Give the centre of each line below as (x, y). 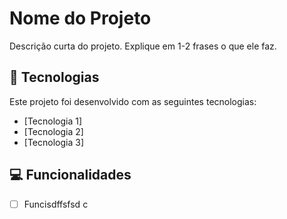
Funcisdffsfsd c (56, 204)
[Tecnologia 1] (53, 121)
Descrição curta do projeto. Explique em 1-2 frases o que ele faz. (143, 46)
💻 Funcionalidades (70, 175)
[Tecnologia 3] (53, 142)
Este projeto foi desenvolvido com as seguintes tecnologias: (133, 101)
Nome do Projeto (80, 18)
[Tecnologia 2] (53, 131)
